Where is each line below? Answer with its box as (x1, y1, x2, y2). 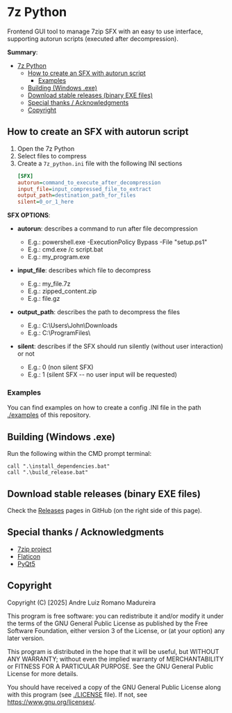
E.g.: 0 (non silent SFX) (27, 363, 94, 372)
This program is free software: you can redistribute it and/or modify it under (7, 612, 224, 620)
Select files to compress (17, 151, 87, 160)
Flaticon (17, 552, 40, 560)
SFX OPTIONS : (7, 211, 51, 220)
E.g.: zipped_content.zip (27, 287, 97, 295)
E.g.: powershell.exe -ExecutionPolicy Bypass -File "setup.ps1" (27, 238, 208, 247)
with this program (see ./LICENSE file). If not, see (7, 690, 148, 698)
